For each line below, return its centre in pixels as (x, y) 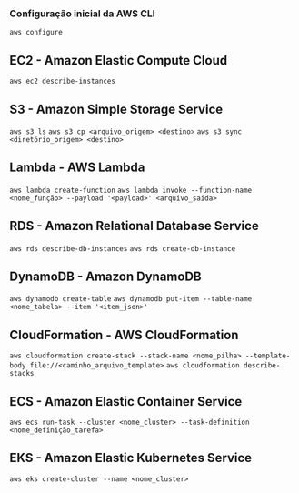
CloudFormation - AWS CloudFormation (124, 335)
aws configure (36, 33)
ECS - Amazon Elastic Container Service (126, 402)
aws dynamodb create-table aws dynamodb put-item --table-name (131, 299)
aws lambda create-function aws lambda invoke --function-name (131, 190)
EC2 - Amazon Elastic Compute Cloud (119, 60)
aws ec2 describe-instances (63, 81)
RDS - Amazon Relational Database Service (134, 226)
